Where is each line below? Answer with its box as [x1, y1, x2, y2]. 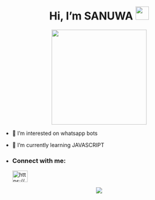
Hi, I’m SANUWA [49, 9, 134, 23]
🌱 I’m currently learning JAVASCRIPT [12, 141, 105, 148]
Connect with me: [12, 156, 66, 165]
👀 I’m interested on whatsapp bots [12, 129, 98, 137]
